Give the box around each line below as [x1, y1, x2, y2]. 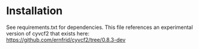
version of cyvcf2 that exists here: [6, 30, 90, 37]
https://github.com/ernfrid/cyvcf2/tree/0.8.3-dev [6, 36, 126, 43]
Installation [6, 4, 63, 18]
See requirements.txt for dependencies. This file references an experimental [6, 24, 193, 31]
